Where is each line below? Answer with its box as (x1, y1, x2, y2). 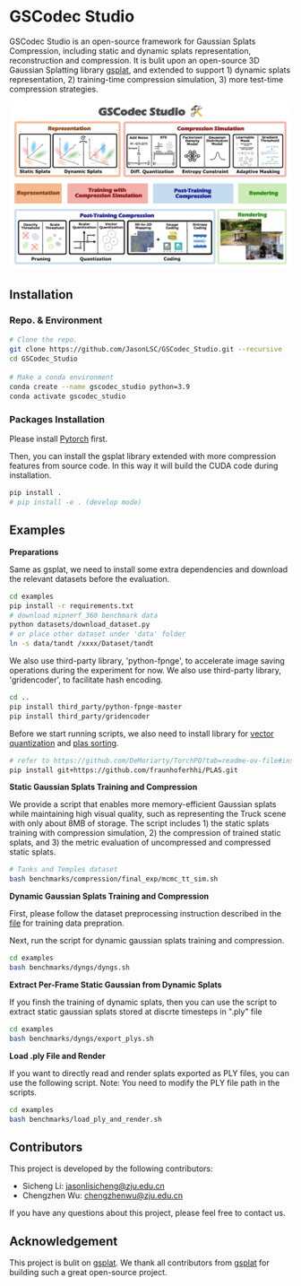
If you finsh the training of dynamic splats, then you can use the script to (9, 996, 278, 1007)
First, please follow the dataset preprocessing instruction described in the (9, 908, 282, 919)
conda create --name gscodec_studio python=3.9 (9, 383, 191, 392)
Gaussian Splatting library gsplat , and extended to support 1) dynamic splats (9, 65, 291, 75)
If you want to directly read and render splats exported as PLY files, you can (9, 1067, 289, 1078)
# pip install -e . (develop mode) (9, 498, 142, 508)
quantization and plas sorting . (9, 737, 119, 748)
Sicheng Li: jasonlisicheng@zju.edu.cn (21, 1181, 166, 1192)
